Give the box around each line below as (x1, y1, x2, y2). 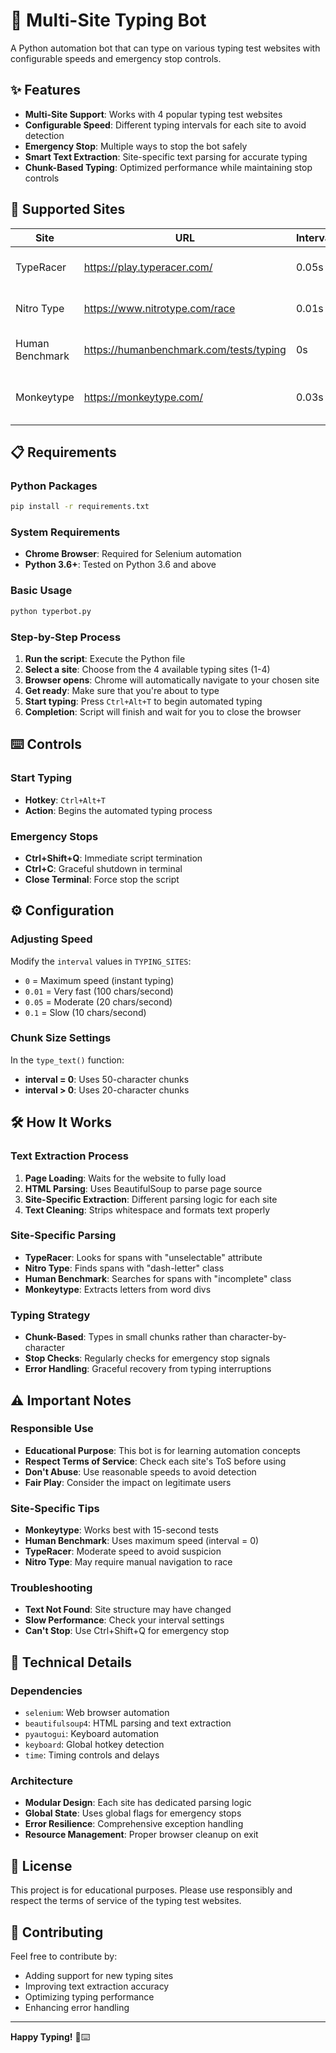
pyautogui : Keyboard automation (24, 1728, 160, 1740)
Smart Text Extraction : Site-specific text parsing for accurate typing (24, 150, 308, 163)
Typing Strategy (10, 1308, 91, 1322)
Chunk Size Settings (10, 1031, 112, 1045)
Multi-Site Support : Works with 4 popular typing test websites (24, 108, 283, 120)
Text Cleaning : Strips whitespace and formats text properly (24, 1204, 271, 1216)
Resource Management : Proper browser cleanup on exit (24, 1829, 259, 1841)
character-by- (229, 1331, 287, 1343)
